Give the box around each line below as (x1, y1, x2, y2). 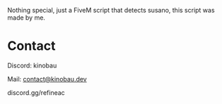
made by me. (7, 13, 46, 22)
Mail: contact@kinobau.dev (7, 74, 87, 83)
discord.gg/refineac (7, 88, 65, 97)
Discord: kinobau (7, 61, 57, 70)
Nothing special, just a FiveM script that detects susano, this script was (7, 6, 215, 14)
